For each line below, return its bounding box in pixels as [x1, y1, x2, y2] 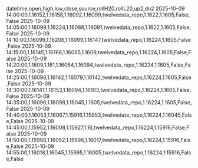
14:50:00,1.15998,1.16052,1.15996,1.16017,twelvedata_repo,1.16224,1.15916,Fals [6, 137, 191, 143]
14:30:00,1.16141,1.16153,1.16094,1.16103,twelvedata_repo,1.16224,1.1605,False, [6, 87, 192, 93]
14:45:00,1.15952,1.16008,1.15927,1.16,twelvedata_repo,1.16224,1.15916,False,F [6, 124, 190, 131]
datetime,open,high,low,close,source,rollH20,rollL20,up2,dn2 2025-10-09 [6, 5, 185, 12]
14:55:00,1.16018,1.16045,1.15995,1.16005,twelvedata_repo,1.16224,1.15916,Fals [6, 149, 192, 156]
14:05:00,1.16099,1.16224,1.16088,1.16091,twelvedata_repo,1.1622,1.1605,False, [6, 24, 192, 31]
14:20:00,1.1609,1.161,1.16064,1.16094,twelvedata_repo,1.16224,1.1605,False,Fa [6, 61, 191, 68]
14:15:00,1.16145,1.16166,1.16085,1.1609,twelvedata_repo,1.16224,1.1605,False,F [6, 49, 192, 55]
